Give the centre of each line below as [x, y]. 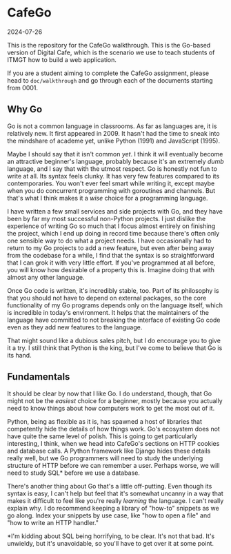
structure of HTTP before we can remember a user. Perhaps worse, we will [113, 465]
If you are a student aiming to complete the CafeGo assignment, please [108, 73]
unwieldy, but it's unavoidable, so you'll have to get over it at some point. [111, 543]
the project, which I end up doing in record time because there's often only [113, 233]
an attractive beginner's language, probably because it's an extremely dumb [115, 161]
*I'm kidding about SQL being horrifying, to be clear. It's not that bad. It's [111, 536]
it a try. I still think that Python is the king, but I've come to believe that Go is [115, 348]
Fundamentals [39, 377]
